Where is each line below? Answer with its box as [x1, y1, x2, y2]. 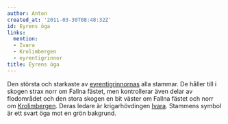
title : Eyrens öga [7, 61, 60, 68]
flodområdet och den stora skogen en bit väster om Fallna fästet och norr [7, 94, 214, 103]
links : [7, 29, 26, 36]
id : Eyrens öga [7, 23, 51, 29]
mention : [13, 36, 38, 42]
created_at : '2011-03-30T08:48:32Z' [7, 16, 112, 23]
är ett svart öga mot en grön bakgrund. [7, 109, 116, 117]
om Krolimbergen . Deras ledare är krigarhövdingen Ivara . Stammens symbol [7, 101, 222, 110]
